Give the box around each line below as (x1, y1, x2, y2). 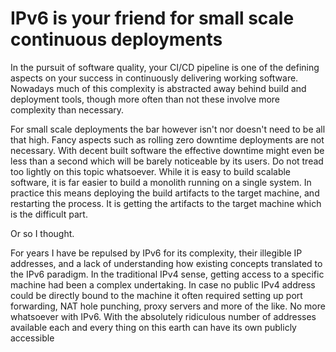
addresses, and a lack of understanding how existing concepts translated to (10, 257, 323, 269)
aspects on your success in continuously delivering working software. (10, 72, 299, 84)
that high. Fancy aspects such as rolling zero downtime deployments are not (10, 133, 325, 146)
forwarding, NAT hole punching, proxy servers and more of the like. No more (10, 300, 326, 312)
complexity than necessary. (10, 103, 125, 116)
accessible (10, 332, 55, 344)
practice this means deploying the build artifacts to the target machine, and (10, 187, 320, 199)
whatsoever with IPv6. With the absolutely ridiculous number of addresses (10, 310, 317, 322)
